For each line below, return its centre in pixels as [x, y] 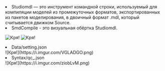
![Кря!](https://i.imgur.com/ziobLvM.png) [47, 63]
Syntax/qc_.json [28, 58]
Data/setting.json [29, 47]
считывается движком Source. [38, 23]
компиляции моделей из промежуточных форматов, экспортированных [83, 12]
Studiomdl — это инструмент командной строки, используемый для [85, 7]
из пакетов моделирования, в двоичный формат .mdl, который [72, 17]
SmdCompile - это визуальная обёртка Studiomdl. [65, 28]
